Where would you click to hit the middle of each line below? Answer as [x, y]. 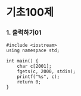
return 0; [29, 82]
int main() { [22, 61]
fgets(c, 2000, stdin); [46, 72]
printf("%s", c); [38, 77]
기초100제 [30, 12]
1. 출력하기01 [24, 32]
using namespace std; [33, 51]
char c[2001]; [34, 67]
